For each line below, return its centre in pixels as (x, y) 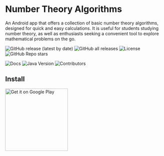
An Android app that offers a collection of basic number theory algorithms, (82, 23)
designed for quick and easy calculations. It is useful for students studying (82, 28)
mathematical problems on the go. (40, 39)
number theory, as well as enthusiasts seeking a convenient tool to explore (82, 33)
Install (15, 79)
